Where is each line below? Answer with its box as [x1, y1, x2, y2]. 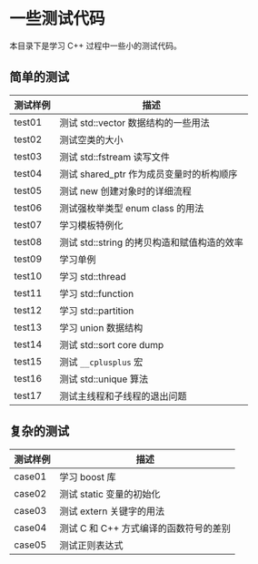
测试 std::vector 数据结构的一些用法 [59, 116, 211, 128]
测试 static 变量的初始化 [59, 487, 161, 500]
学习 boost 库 [59, 470, 116, 483]
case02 [14, 487, 47, 499]
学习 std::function [59, 287, 134, 300]
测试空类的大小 [59, 133, 124, 146]
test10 [14, 270, 43, 282]
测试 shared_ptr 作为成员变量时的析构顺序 [59, 168, 238, 180]
